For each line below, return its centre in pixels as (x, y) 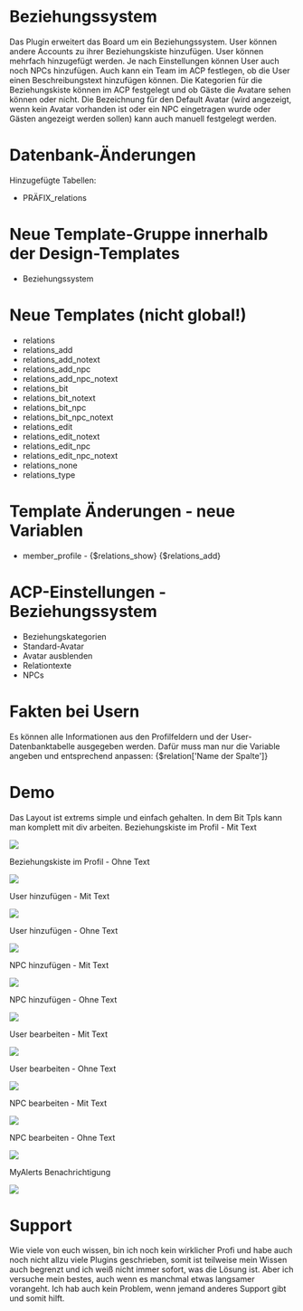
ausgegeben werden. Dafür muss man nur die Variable (178, 746)
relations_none (50, 465)
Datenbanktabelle (42, 746)
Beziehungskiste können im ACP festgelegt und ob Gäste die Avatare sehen (150, 90)
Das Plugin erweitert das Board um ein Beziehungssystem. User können (143, 42)
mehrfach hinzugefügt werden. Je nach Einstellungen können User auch (144, 61)
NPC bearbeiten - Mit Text (58, 1103)
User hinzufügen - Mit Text (60, 896)
